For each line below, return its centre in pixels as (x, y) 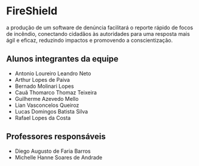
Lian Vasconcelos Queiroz (47, 105)
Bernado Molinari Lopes (44, 86)
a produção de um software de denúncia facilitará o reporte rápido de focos (100, 27)
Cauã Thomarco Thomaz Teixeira (56, 92)
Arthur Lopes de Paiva (42, 79)
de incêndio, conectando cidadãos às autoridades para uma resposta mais (98, 33)
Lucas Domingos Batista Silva (51, 111)
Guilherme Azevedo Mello (47, 99)
